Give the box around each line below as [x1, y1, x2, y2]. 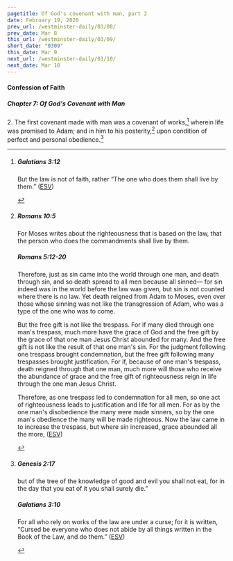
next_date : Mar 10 [7, 62, 60, 69]
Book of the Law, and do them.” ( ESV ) [17, 532, 126, 541]
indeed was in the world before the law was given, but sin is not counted [17, 285, 225, 293]
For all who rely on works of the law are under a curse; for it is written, [17, 518, 218, 526]
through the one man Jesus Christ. [17, 380, 116, 388]
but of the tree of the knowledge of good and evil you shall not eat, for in [17, 477, 225, 485]
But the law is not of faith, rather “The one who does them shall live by [17, 175, 218, 184]
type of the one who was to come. [17, 307, 116, 316]
